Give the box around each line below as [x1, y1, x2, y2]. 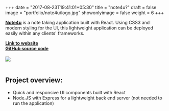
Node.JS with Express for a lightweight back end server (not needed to [12, 95, 162, 101]
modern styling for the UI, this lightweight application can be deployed [5, 25, 153, 31]
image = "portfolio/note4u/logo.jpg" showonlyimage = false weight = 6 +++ [5, 10, 164, 16]
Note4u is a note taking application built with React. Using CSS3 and [5, 20, 150, 25]
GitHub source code [5, 46, 49, 51]
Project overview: [5, 76, 63, 85]
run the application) [12, 100, 55, 106]
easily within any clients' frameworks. [5, 30, 85, 36]
